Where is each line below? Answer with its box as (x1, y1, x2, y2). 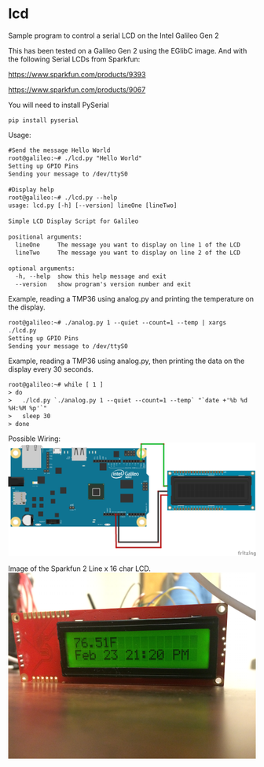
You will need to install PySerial (8, 100, 109, 109)
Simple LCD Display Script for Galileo (8, 217, 139, 225)
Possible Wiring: (8, 434, 61, 443)
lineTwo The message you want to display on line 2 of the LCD (15, 249, 241, 257)
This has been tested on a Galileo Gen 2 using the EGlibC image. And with (8, 46, 247, 55)
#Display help (8, 186, 55, 194)
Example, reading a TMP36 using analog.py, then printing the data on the (8, 356, 245, 365)
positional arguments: (8, 233, 82, 241)
